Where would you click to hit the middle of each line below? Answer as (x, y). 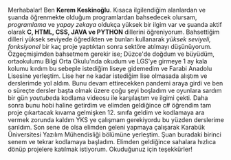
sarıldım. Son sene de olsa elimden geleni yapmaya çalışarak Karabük (107, 127)
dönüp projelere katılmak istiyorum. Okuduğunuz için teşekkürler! (100, 149)
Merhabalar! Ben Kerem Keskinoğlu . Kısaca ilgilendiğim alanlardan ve (107, 10)
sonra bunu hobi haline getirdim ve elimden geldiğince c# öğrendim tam (110, 105)
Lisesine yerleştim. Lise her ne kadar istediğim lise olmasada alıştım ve (108, 76)
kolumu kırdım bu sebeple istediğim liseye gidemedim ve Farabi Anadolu (110, 69)
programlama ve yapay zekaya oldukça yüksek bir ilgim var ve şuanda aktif (115, 24)
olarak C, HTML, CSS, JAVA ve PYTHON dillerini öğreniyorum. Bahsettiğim (114, 32)
